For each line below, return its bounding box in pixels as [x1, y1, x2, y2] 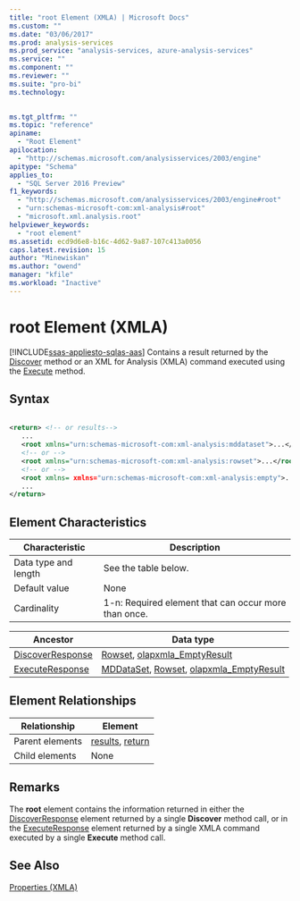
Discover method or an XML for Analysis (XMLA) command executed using [9, 356, 286, 366]
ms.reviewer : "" [9, 72, 70, 80]
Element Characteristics [9, 515, 147, 530]
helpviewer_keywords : [9, 220, 90, 229]
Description [169, 542, 221, 554]
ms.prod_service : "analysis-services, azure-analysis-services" [9, 46, 254, 55]
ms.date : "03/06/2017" [9, 29, 94, 38]
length [13, 568, 41, 580]
